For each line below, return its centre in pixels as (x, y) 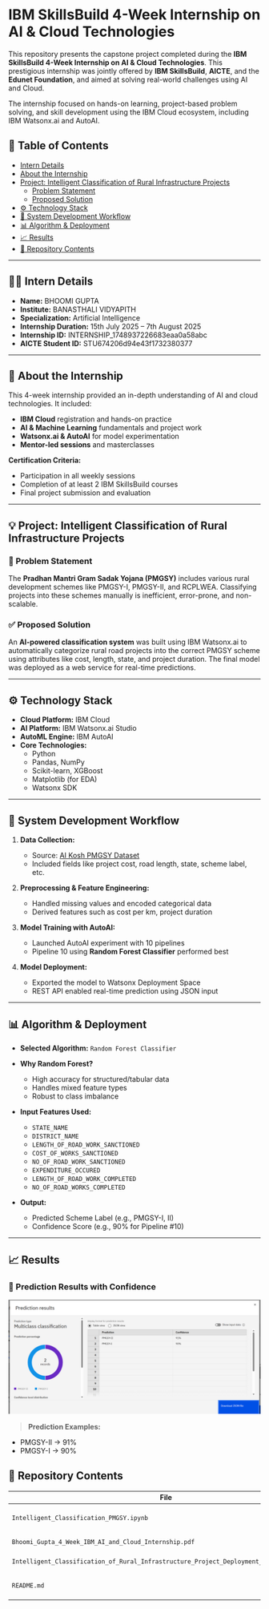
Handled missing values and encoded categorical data (122, 903)
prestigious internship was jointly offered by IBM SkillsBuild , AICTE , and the (134, 71)
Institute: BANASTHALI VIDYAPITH (78, 309)
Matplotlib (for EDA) (64, 780)
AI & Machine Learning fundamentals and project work (111, 428)
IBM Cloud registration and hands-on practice (96, 419)
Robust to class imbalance (75, 1096)
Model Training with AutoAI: (68, 927)
